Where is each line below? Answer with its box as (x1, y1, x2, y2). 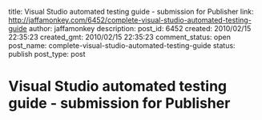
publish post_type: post (8, 50, 86, 58)
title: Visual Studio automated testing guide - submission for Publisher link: (8, 7, 254, 16)
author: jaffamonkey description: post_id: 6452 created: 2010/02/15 (28, 24, 252, 33)
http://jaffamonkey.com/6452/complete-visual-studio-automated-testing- (8, 15, 252, 25)
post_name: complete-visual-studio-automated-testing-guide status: (8, 41, 236, 50)
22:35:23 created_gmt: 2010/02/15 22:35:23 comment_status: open (8, 32, 231, 42)
